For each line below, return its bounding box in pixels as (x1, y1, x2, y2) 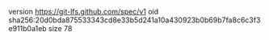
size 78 (48, 24, 73, 33)
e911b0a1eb (8, 24, 47, 33)
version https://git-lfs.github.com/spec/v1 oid (8, 7, 159, 16)
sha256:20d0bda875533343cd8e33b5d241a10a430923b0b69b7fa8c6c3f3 (8, 15, 261, 25)
